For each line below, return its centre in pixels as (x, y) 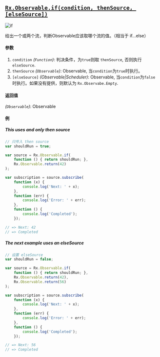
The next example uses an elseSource (45, 243)
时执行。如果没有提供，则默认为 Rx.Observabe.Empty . (65, 83)
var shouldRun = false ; (29, 260)
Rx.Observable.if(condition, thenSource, (69, 8)
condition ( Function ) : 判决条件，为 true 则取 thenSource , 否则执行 (77, 60)
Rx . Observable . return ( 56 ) (40, 282)
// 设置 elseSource (24, 255)
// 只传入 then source (27, 142)
